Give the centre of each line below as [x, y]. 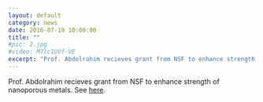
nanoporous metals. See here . [57, 89]
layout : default [35, 15]
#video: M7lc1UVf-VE [42, 52]
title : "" [24, 37]
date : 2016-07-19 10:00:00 [52, 30]
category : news [33, 23]
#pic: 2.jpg [28, 45]
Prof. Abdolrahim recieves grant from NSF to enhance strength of [114, 81]
